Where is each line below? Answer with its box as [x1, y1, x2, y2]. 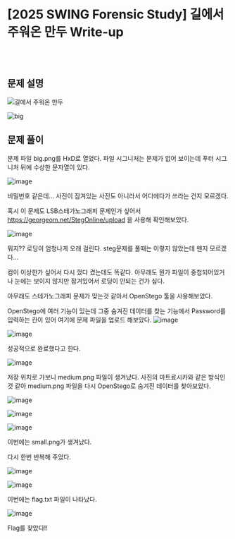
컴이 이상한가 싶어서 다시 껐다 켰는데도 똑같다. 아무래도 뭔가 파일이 [7, 267, 189, 276]
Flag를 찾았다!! [7, 523, 48, 532]
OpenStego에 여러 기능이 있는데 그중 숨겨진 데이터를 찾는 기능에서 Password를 [7, 306, 227, 315]
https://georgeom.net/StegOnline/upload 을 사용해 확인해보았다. [7, 215, 189, 224]
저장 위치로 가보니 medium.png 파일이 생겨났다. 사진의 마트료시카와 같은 [7, 373, 207, 381]
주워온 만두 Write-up [7, 24, 125, 40]
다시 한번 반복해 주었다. [7, 452, 72, 461]
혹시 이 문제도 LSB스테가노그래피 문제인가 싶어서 [7, 206, 141, 215]
